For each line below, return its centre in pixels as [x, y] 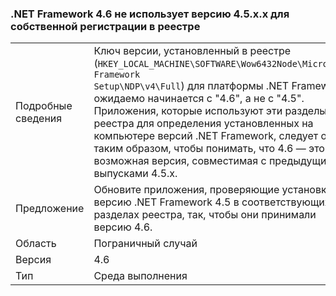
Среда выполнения [140, 276]
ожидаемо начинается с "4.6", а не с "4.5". [199, 99]
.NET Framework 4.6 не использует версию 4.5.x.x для [150, 14]
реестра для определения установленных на [203, 124]
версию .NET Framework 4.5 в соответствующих [212, 202]
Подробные [44, 106]
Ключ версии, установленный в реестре [192, 51]
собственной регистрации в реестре [105, 26]
